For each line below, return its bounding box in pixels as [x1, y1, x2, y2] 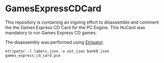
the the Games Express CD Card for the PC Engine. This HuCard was [5, 24, 145, 30]
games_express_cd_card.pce [5, 53, 61, 58]
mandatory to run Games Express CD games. [5, 30, 97, 35]
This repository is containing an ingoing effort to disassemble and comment [5, 19, 159, 25]
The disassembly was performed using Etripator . [5, 39, 104, 45]
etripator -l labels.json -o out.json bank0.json [5, 49, 110, 54]
